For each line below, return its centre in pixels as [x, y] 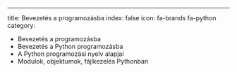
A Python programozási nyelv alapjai [71, 54]
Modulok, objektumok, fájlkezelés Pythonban [83, 61]
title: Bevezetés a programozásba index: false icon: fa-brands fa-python [112, 18]
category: [21, 26]
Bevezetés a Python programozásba [70, 46]
